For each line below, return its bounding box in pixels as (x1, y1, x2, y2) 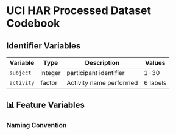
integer (40, 69, 61, 77)
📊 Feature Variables (6, 100, 85, 110)
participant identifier (66, 69, 125, 77)
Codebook (6, 16, 60, 30)
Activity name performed (66, 79, 138, 87)
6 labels (144, 79, 167, 87)
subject (9, 70, 32, 76)
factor (40, 79, 58, 87)
